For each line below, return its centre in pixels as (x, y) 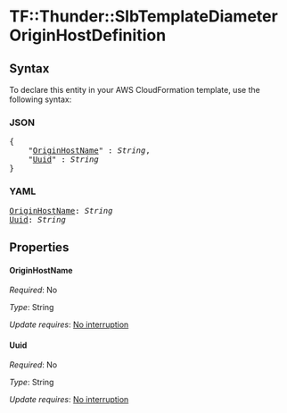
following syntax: (41, 99)
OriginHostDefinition (88, 35)
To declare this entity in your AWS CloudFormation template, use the (135, 90)
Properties (39, 247)
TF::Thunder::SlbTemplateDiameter (143, 17)
